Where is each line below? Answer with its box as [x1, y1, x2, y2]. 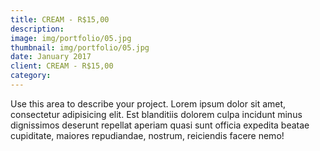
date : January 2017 [10, 52, 92, 62]
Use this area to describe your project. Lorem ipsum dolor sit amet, [10, 97, 287, 110]
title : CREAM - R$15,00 [10, 14, 110, 25]
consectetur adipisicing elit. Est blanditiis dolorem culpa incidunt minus [10, 108, 303, 120]
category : [10, 71, 52, 81]
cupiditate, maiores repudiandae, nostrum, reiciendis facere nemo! [10, 129, 285, 141]
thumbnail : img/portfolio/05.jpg [10, 42, 150, 53]
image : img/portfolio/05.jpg [10, 33, 132, 43]
